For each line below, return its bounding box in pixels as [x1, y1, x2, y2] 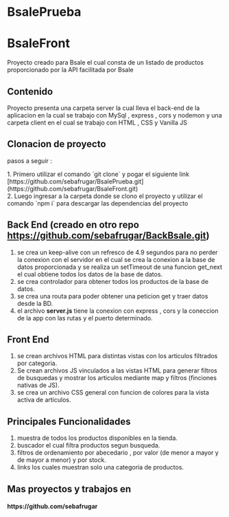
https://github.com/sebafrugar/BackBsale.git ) [7, 230, 210, 241]
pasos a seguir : [7, 156, 53, 165]
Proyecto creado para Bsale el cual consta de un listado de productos [7, 58, 204, 67]
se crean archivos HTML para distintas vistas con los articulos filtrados [16, 352, 218, 360]
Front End [7, 333, 49, 345]
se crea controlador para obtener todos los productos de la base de [16, 277, 209, 285]
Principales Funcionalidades [7, 415, 131, 427]
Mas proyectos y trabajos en [7, 483, 132, 495]
